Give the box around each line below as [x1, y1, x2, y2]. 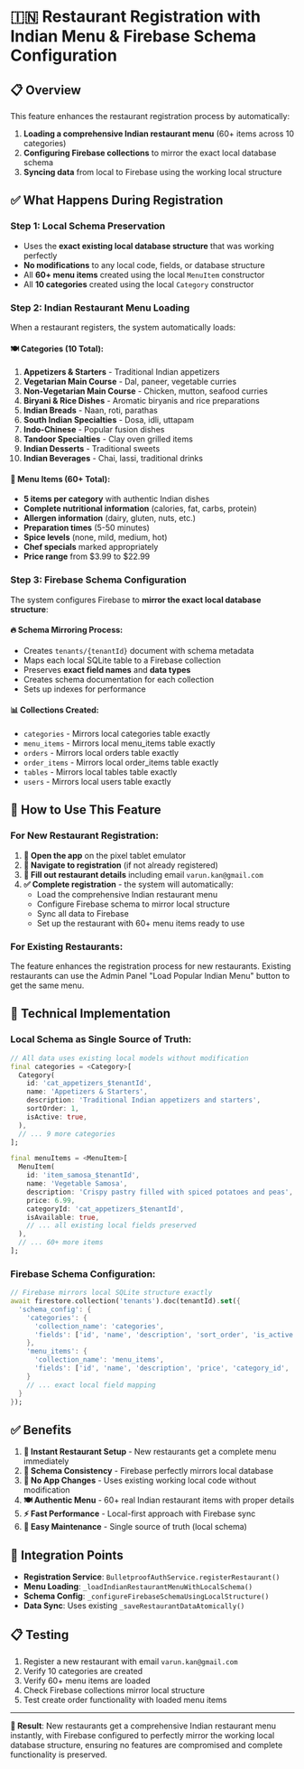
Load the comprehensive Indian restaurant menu [36, 889, 218, 899]
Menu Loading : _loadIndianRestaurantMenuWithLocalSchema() [23, 1581, 253, 1592]
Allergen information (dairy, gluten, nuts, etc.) [23, 513, 197, 524]
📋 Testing [10, 1627, 69, 1643]
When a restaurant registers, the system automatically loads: [10, 321, 236, 332]
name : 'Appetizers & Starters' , [26, 1087, 148, 1096]
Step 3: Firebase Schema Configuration [10, 573, 188, 586]
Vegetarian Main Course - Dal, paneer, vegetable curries [23, 377, 237, 387]
